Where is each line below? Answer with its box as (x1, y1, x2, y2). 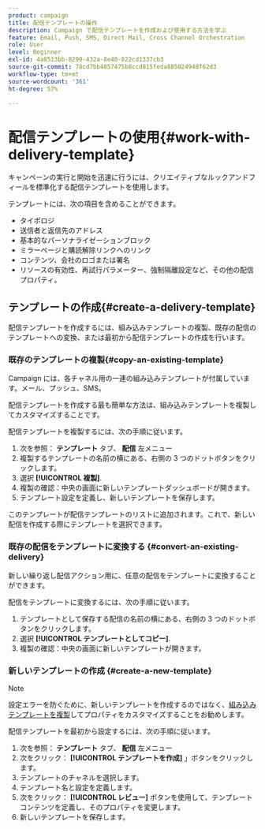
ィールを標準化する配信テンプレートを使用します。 (8, 182, 174, 192)
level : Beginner (8, 48, 62, 56)
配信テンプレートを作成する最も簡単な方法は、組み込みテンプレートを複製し (8, 400, 257, 410)
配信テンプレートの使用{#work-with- (8, 128, 251, 146)
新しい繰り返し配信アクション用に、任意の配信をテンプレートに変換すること (8, 570, 256, 580)
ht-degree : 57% (8, 84, 58, 93)
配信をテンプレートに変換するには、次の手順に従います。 (8, 597, 195, 607)
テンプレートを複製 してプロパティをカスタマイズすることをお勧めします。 (8, 710, 248, 719)
